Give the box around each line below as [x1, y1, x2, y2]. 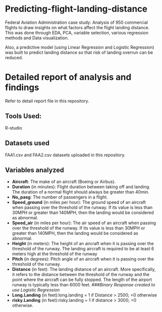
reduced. [5, 54, 23, 60]
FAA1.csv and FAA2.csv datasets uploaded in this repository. [5, 152, 126, 158]
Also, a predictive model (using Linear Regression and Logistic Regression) [5, 44, 155, 50]
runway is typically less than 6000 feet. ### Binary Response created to [12, 282, 156, 288]
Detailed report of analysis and [5, 72, 132, 83]
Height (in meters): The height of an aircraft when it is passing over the [12, 241, 154, 246]
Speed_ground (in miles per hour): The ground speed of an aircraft [12, 199, 146, 205]
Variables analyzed [5, 166, 64, 174]
